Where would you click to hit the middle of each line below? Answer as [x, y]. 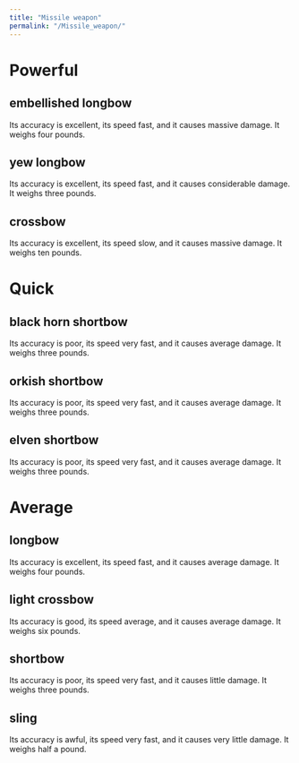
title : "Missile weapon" [56, 17]
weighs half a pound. [48, 750]
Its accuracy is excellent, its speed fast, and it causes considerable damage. [150, 184]
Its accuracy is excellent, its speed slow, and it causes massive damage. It [146, 244]
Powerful [44, 70]
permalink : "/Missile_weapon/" [68, 26]
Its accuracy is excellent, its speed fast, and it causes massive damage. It [145, 124]
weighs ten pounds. [46, 253]
